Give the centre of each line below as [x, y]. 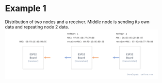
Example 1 [26, 8]
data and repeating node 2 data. [37, 27]
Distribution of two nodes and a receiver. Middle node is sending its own [77, 22]
